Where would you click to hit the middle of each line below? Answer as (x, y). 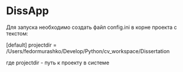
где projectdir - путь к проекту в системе (58, 63)
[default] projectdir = (32, 45)
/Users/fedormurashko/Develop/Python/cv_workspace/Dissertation (88, 51)
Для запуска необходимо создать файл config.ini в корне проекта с (91, 27)
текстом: (17, 33)
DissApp (27, 11)
